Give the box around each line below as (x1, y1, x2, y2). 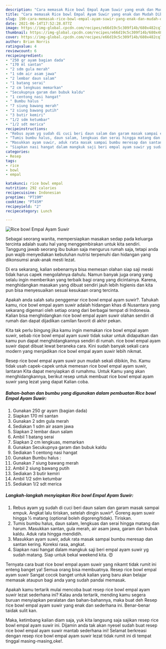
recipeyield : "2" (5, 204, 41, 209)
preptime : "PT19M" (5, 195, 43, 200)
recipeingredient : (5, 53, 43, 58)
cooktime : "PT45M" (5, 199, 43, 205)
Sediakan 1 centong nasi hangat (12, 449, 78, 456)
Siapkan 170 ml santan (12, 413, 59, 419)
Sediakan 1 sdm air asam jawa (12, 423, 74, 429)
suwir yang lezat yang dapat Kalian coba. (5, 379, 89, 385)
